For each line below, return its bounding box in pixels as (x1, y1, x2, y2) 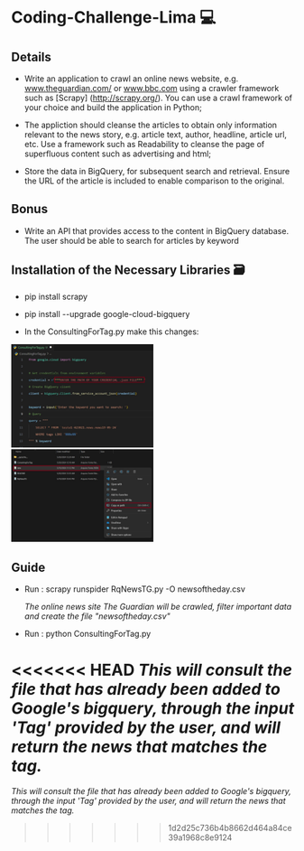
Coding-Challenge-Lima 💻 (11, 7, 216, 28)
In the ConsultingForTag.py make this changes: (23, 326, 199, 337)
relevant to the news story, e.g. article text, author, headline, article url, (23, 129, 288, 140)
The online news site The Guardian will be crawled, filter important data (23, 602, 292, 613)
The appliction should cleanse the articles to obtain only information (23, 119, 278, 130)
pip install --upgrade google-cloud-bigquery (23, 308, 190, 319)
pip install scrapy (23, 291, 88, 302)
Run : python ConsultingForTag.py (23, 629, 152, 640)
